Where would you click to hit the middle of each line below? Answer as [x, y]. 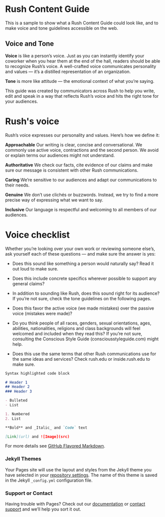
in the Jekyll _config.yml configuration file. [49, 480]
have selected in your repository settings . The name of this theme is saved [81, 475]
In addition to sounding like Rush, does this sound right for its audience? [86, 293]
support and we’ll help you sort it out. [43, 509]
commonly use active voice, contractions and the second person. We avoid [82, 150]
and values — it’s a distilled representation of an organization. [68, 71]
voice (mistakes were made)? [42, 313]
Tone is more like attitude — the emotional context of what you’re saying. [80, 81]
